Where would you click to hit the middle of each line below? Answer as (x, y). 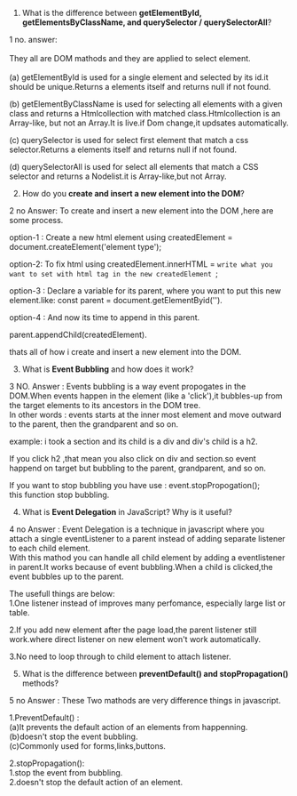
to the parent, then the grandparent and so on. (94, 424)
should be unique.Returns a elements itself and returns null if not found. (140, 87)
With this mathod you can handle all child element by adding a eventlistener (147, 558)
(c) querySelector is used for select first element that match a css (129, 140)
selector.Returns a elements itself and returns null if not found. (123, 149)
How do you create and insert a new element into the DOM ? (133, 193)
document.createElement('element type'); (86, 247)
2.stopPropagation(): (47, 763)
